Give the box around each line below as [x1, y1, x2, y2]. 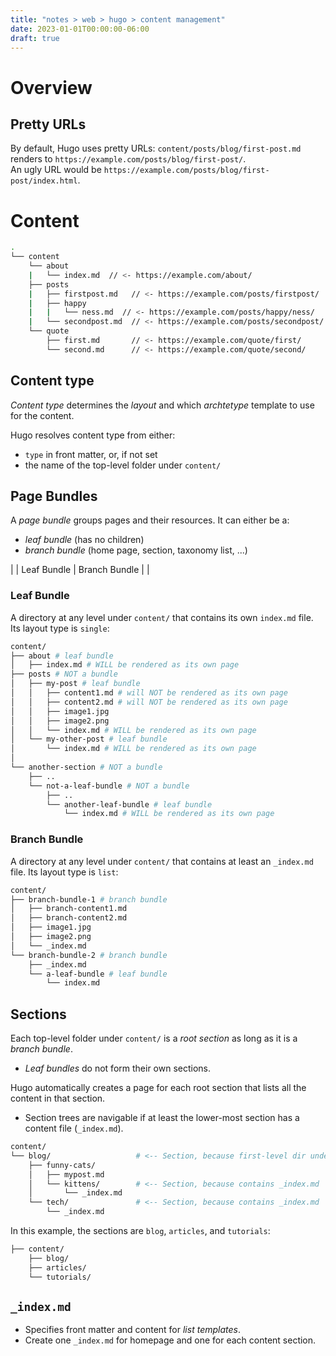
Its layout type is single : [10, 622, 110, 634]
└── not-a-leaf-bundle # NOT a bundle [28, 781, 190, 791]
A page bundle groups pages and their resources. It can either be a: [10, 514, 290, 526]
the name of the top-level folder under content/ [24, 459, 222, 471]
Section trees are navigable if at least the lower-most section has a [24, 1112, 300, 1124]
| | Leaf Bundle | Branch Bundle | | [10, 564, 150, 576]
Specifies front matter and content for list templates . [24, 1324, 241, 1336]
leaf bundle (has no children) [24, 534, 145, 546]
